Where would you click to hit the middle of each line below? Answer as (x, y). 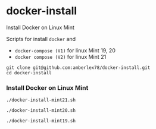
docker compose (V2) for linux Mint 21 (60, 56)
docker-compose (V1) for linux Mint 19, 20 (65, 50)
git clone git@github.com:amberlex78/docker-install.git (78, 67)
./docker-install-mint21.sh (41, 100)
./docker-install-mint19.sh (41, 121)
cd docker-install (29, 73)
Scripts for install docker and (41, 39)
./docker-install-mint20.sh (41, 111)
